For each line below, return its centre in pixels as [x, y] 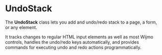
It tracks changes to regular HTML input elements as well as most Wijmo [79, 37]
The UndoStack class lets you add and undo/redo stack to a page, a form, [81, 22]
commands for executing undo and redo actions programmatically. [73, 47]
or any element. [21, 27]
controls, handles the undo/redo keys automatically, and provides [72, 42]
